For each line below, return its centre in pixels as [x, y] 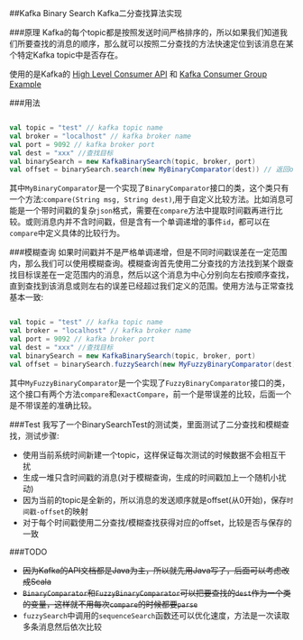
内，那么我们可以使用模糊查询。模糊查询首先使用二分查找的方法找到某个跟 [147, 263]
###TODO [28, 552]
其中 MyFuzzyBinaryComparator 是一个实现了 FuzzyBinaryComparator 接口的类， [150, 382]
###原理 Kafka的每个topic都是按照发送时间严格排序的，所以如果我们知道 [145, 32]
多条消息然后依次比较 [62, 626]
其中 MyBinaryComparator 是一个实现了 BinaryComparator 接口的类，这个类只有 [149, 188]
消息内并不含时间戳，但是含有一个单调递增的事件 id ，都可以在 [155, 222]
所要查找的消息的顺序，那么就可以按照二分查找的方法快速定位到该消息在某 [155, 44]
